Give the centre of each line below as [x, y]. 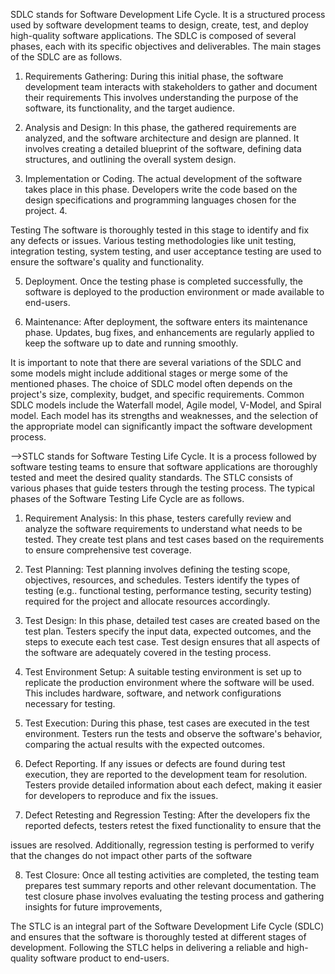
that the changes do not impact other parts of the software [131, 855]
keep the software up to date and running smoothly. [131, 343]
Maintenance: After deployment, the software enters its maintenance [166, 322]
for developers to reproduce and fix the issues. [121, 795]
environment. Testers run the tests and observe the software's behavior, [173, 733]
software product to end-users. [105, 958]
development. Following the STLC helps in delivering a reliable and [147, 947]
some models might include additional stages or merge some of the [149, 373]
